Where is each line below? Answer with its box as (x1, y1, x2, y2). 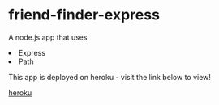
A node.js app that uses (8, 32, 88, 42)
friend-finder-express (8, 6, 161, 24)
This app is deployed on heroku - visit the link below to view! (8, 72, 211, 82)
